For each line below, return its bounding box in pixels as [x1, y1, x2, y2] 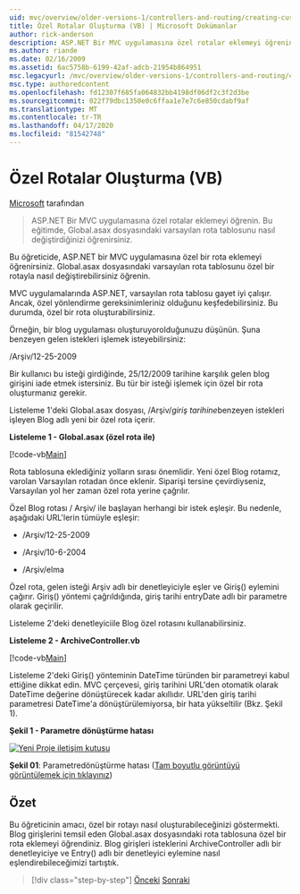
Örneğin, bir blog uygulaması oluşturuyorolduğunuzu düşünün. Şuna [9, 324, 261, 335]
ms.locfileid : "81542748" [9, 130, 105, 139]
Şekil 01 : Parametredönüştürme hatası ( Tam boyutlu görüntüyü [9, 760, 241, 771]
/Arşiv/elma [21, 564, 65, 575]
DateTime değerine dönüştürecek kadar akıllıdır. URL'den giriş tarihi [9, 688, 257, 699]
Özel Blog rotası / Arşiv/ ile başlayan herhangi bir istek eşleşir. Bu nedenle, [9, 502, 282, 513]
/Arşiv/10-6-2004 [21, 547, 87, 558]
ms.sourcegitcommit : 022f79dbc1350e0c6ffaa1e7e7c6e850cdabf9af [9, 96, 250, 106]
